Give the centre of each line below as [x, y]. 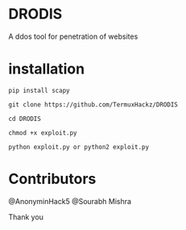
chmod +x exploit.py [43, 133]
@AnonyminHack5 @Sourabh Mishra [70, 201]
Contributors [52, 179]
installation [47, 69]
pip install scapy [39, 90]
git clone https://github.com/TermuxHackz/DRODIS [93, 105]
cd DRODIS [25, 119]
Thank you [26, 217]
